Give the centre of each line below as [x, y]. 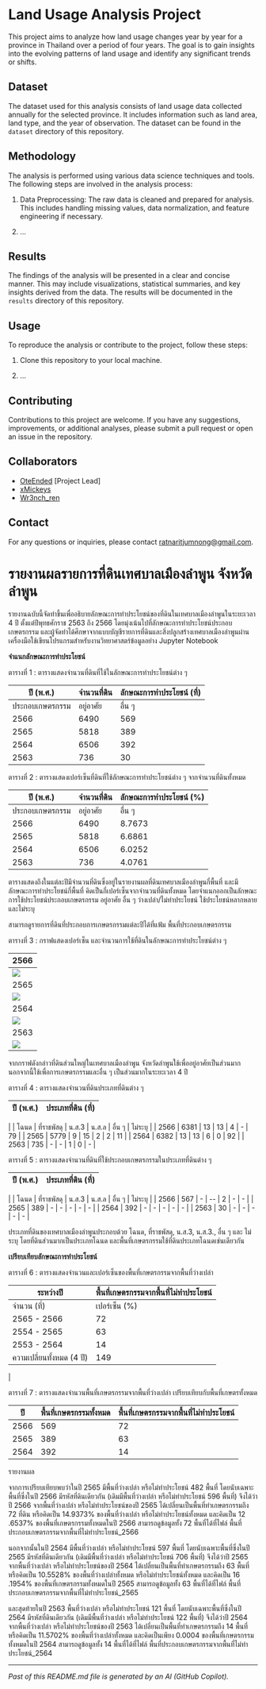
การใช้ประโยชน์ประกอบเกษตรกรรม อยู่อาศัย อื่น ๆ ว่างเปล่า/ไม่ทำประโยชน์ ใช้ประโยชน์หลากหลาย [133, 900]
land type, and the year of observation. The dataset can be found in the [125, 123]
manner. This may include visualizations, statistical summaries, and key [124, 284]
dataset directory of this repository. [66, 131]
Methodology [42, 156]
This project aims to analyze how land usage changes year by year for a [125, 37]
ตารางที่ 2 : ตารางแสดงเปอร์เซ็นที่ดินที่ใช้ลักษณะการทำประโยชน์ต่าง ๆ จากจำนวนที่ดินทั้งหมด [127, 777]
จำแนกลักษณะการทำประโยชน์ [47, 656]
